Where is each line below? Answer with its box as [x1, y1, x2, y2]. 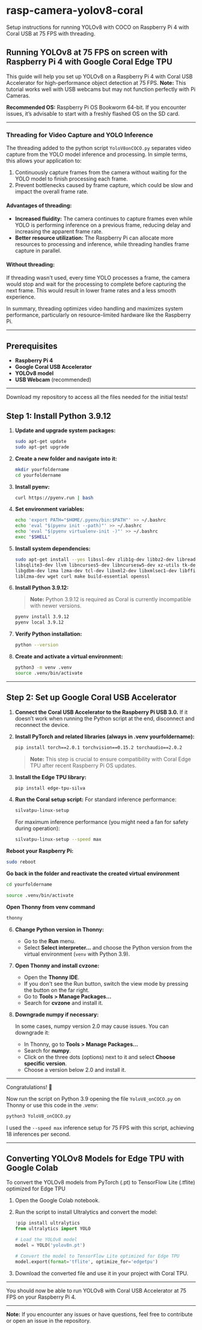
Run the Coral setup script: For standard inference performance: [14, 796, 177, 803]
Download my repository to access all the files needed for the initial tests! [6, 394, 188, 401]
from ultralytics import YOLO [14, 1226, 91, 1232]
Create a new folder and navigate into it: [14, 455, 117, 462]
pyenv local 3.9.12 [14, 619, 64, 626]
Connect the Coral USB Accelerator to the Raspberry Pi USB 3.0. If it [14, 708, 188, 716]
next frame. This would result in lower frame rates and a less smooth [6, 287, 176, 294]
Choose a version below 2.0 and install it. [23, 1066, 126, 1073]
